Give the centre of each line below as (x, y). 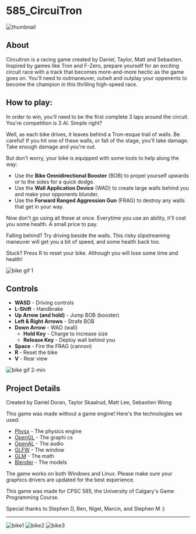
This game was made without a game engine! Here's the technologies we (94, 414)
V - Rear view (31, 359)
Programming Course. (33, 497)
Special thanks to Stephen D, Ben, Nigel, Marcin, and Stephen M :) (85, 509)
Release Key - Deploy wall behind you (69, 340)
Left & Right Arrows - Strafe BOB (54, 321)
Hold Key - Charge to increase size (65, 334)
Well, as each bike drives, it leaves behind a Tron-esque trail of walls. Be (93, 134)
